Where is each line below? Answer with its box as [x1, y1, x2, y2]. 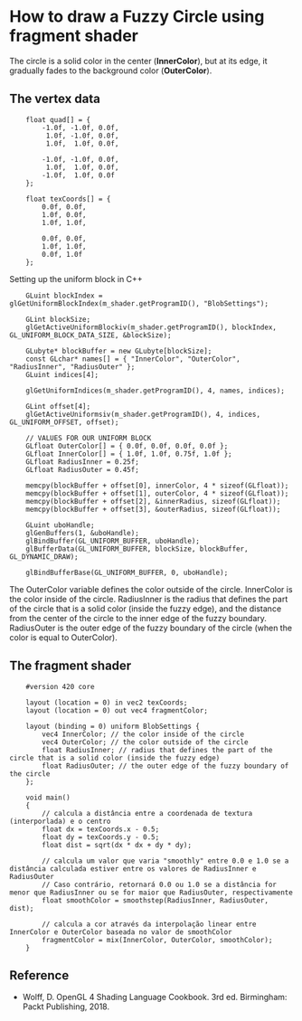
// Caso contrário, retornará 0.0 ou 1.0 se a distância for [42, 880, 278, 889]
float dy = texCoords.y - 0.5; [42, 832, 160, 842]
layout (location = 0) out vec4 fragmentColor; [25, 705, 208, 715]
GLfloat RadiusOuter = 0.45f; [25, 465, 140, 474]
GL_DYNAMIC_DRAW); [9, 552, 79, 562]
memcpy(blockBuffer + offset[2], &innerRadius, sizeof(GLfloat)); [25, 496, 281, 506]
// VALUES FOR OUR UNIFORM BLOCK [25, 433, 152, 442]
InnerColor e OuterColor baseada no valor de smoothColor [9, 927, 232, 937]
